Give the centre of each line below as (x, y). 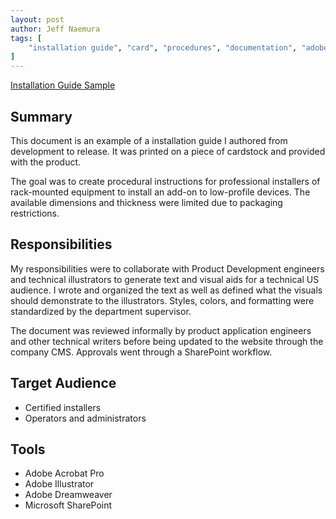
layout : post (37, 19)
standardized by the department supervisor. (101, 311)
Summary (41, 116)
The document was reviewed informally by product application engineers (161, 330)
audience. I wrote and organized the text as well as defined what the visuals (166, 290)
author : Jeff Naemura (55, 29)
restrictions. (35, 213)
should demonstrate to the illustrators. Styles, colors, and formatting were (162, 300)
